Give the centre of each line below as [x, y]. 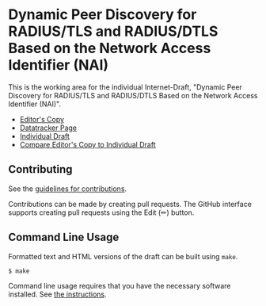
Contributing [40, 169]
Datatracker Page [48, 128]
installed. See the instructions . [57, 294]
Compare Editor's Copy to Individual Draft [87, 144]
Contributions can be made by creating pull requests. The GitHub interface [130, 204]
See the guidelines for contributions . [68, 189]
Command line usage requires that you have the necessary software [120, 286]
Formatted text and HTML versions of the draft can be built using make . [123, 256]
